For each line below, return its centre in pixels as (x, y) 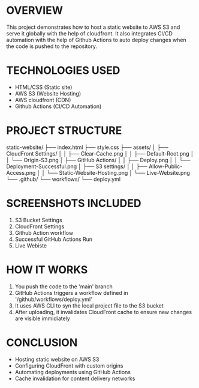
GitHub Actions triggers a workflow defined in (71, 293)
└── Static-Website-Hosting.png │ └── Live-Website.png (118, 172)
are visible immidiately (42, 318)
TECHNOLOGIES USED (63, 71)
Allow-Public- (166, 166)
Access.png (21, 172)
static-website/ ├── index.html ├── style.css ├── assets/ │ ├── (88, 147)
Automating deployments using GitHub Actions (73, 372)
